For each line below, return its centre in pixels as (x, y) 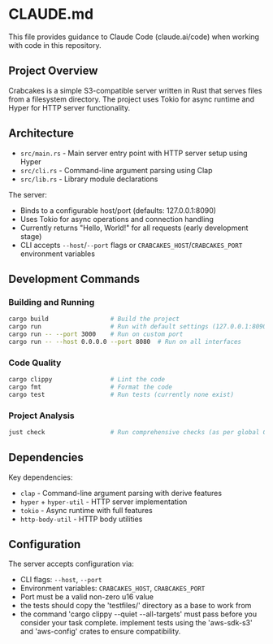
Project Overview (53, 71)
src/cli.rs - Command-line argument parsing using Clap (116, 170)
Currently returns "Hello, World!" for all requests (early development (134, 228)
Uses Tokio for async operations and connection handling (117, 219)
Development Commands (74, 278)
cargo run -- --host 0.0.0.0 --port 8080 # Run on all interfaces (125, 342)
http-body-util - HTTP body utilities (81, 519)
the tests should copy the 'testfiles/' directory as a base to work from (136, 606)
